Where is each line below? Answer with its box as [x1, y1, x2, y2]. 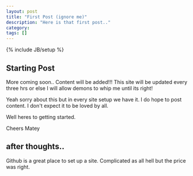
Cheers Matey [6, 125, 40, 132]
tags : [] [6, 30, 27, 36]
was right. [6, 163, 30, 170]
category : [6, 24, 30, 31]
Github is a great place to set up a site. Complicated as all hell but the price [6, 157, 187, 164]
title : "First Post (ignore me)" [6, 14, 87, 20]
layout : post [6, 8, 38, 15]
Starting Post [6, 63, 55, 73]
